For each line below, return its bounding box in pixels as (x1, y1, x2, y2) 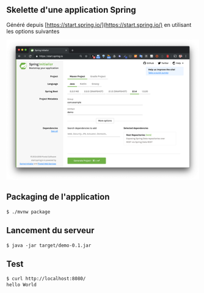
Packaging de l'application (6, 192, 110, 202)
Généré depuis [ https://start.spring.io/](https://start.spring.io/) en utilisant (6, 21, 192, 28)
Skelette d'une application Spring (6, 5, 136, 15)
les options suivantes (6, 27, 60, 35)
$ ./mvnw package (6, 209, 51, 215)
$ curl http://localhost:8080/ (6, 276, 86, 282)
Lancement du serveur (6, 225, 95, 236)
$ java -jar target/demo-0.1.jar (6, 242, 92, 248)
